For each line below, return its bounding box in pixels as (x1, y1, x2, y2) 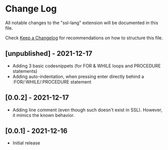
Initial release (12, 140, 40, 146)
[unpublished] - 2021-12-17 (5, 49, 93, 58)
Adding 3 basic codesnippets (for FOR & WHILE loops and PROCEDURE (12, 62, 161, 68)
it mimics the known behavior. (12, 112, 74, 118)
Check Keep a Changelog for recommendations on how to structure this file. (5, 35, 163, 41)
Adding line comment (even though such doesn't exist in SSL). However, (12, 107, 162, 113)
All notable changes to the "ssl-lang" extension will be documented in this (5, 20, 158, 26)
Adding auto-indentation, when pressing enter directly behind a (12, 73, 144, 80)
